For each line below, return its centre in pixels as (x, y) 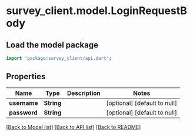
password (23, 113)
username (24, 103)
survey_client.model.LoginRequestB (96, 11)
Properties (26, 76)
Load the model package (52, 45)
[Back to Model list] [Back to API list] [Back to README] (74, 127)
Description (84, 93)
